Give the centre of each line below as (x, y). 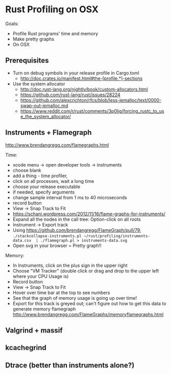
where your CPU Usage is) (41, 276)
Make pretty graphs (33, 39)
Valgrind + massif (34, 330)
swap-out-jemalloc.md (44, 106)
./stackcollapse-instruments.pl (47, 236)
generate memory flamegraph (44, 309)
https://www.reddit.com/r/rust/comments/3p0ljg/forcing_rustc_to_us (92, 111)
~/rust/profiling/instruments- (117, 236)
